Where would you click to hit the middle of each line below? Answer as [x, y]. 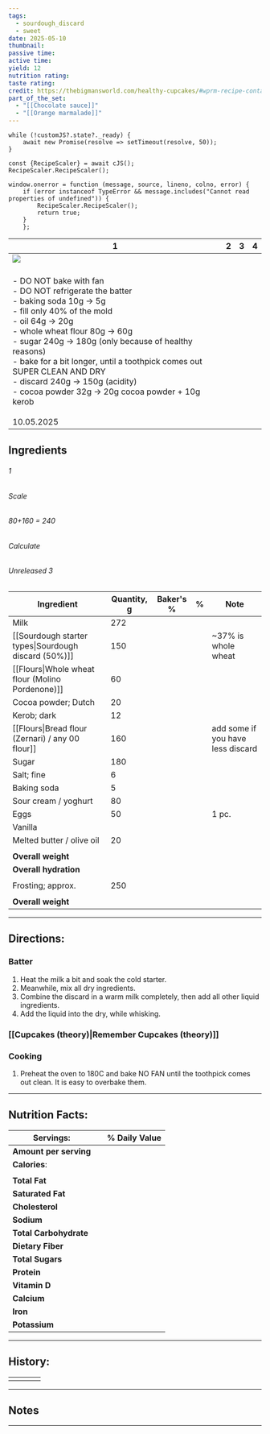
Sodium [27, 1220]
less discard [235, 748]
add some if [234, 728]
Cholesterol [35, 1207]
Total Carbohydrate [50, 1233]
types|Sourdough [45, 646]
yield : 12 [25, 68]
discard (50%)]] [43, 656]
